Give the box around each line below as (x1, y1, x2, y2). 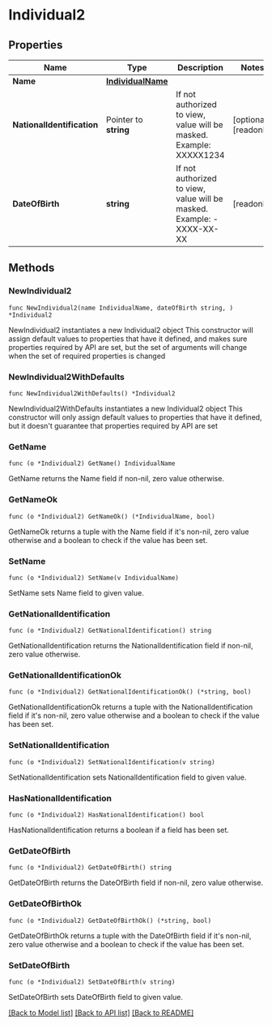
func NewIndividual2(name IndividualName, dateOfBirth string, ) (8, 304, 233, 312)
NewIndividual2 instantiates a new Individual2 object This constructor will (8, 325, 253, 335)
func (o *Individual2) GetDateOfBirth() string (8, 864, 172, 872)
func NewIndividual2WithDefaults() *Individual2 (8, 389, 176, 398)
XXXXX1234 (176, 150, 225, 160)
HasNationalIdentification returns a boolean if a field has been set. (8, 825, 229, 835)
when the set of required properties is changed (8, 351, 166, 361)
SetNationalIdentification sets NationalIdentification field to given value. (8, 772, 247, 782)
